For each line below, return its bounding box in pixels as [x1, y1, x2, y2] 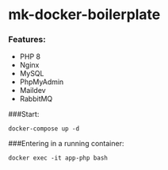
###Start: [8, 110, 40, 119]
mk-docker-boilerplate [8, 6, 161, 24]
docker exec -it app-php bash [8, 154, 109, 162]
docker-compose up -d [8, 125, 80, 133]
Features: [8, 34, 46, 45]
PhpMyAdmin [19, 77, 64, 87]
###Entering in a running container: [8, 139, 124, 149]
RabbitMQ [19, 94, 53, 104]
